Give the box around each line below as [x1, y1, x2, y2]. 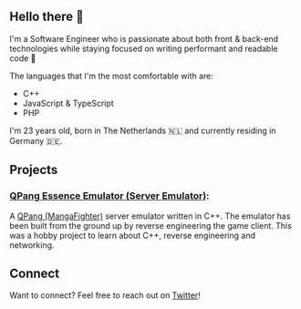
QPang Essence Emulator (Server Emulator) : [9, 190, 210, 202]
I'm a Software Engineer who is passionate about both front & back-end [9, 33, 279, 44]
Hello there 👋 [9, 9, 85, 25]
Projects [9, 162, 58, 178]
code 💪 [9, 52, 36, 64]
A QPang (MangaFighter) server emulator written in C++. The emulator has [9, 211, 291, 221]
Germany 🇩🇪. [9, 135, 63, 146]
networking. [9, 239, 55, 251]
